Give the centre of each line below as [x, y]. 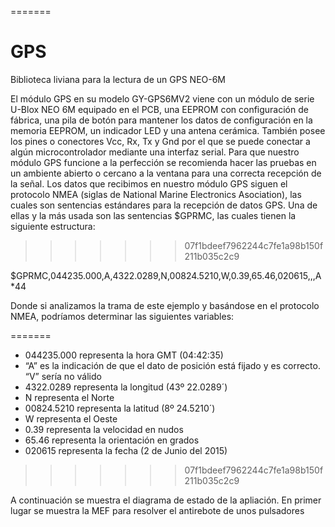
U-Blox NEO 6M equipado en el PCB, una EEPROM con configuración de [159, 109]
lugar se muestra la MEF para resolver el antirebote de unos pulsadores [157, 510]
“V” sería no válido [63, 376]
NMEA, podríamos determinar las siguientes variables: [122, 316]
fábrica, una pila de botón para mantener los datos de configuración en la [161, 120]
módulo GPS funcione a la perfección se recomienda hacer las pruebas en [163, 162]
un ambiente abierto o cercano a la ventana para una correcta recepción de [166, 173]
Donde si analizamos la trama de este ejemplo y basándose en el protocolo [165, 305]
